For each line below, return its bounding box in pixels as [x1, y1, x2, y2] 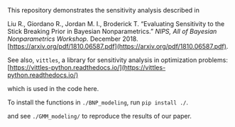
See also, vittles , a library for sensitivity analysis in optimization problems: [7, 56, 229, 64]
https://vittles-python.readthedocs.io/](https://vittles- [9, 64, 166, 71]
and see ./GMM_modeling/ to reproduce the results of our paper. [7, 112, 192, 120]
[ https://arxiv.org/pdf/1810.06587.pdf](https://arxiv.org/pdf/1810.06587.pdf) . [7, 42, 229, 50]
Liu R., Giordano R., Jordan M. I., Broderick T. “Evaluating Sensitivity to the [7, 20, 225, 28]
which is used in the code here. [7, 85, 99, 92]
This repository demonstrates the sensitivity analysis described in [7, 6, 200, 14]
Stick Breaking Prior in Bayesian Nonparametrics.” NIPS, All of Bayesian [7, 28, 217, 35]
